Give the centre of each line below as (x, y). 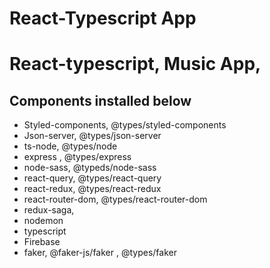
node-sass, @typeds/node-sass (90, 168)
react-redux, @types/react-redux (92, 189)
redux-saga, (49, 210)
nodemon (43, 221)
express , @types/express (77, 157)
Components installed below (100, 100)
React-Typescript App (103, 18)
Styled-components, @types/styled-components (125, 125)
